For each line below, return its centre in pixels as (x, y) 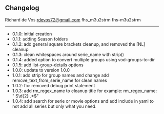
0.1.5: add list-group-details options (48, 65)
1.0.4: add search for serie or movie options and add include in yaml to (83, 101)
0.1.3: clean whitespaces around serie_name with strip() (68, 54)
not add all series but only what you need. (54, 106)
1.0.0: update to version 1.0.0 (41, 70)
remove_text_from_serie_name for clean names (60, 80)
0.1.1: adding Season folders (40, 39)
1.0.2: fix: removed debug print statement (53, 85)
